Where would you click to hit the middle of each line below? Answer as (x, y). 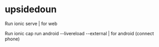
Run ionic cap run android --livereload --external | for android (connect (79, 33)
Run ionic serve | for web (31, 24)
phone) (12, 39)
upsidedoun (31, 9)
